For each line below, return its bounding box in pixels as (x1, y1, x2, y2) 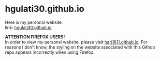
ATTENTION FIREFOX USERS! (5, 34, 65, 40)
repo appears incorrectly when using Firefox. (5, 49, 95, 55)
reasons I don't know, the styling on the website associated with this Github (5, 44, 156, 50)
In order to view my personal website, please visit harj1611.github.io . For (5, 39, 147, 45)
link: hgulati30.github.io (5, 24, 52, 30)
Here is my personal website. (5, 19, 63, 25)
